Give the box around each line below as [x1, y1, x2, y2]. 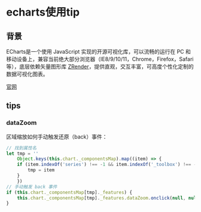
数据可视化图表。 [6, 70, 48, 78]
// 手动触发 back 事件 [6, 183, 57, 190]
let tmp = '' [6, 150, 39, 156]
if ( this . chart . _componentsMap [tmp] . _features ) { [6, 189, 133, 195]
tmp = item [28, 167, 55, 173]
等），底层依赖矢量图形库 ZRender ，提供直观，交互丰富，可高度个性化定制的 [6, 63, 194, 70]
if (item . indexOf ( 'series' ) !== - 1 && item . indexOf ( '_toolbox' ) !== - [17, 162, 197, 168]
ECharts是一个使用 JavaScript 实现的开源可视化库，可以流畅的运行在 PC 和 [6, 48, 191, 55]
